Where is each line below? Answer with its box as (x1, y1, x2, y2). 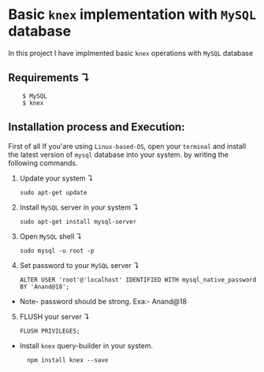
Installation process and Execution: (8, 121, 185, 134)
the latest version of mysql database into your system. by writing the (8, 150, 229, 159)
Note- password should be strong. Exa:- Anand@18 (19, 296, 188, 306)
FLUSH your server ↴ (19, 311, 90, 321)
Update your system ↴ (19, 173, 94, 183)
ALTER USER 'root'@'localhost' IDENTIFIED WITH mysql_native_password (19, 276, 257, 284)
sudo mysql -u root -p (19, 247, 95, 255)
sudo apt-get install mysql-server (19, 218, 137, 225)
